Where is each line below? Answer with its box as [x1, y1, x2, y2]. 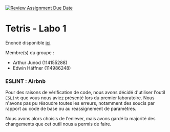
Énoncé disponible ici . [5, 39, 52, 46]
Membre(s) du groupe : [5, 49, 55, 56]
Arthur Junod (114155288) [12, 59, 68, 65]
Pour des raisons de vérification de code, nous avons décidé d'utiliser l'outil [5, 90, 165, 96]
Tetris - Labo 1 [5, 23, 67, 34]
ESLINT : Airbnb [5, 77, 46, 84]
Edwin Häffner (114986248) [12, 64, 71, 71]
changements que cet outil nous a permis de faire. [5, 121, 112, 127]
